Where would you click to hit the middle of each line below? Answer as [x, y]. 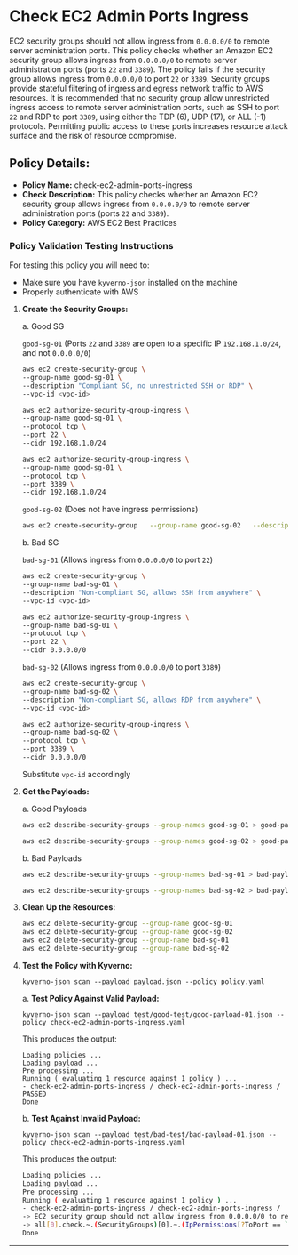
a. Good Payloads [54, 809]
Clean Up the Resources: [69, 907]
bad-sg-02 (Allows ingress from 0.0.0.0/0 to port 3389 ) [122, 667]
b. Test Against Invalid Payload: [82, 1118]
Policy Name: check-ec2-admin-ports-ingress [107, 185]
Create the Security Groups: [75, 310]
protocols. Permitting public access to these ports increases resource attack [149, 125]
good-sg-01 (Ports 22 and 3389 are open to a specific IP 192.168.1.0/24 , [152, 343]
